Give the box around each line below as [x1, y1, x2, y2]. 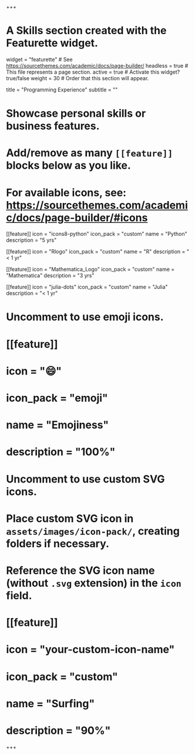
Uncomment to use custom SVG [6, 472, 165, 485]
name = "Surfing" [6, 697, 95, 710]
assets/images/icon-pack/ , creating [6, 524, 180, 537]
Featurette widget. [6, 37, 99, 50]
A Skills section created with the [6, 24, 167, 37]
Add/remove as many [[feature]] [6, 146, 173, 160]
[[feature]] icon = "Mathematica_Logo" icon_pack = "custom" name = [6, 266, 175, 273]
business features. [6, 119, 100, 133]
